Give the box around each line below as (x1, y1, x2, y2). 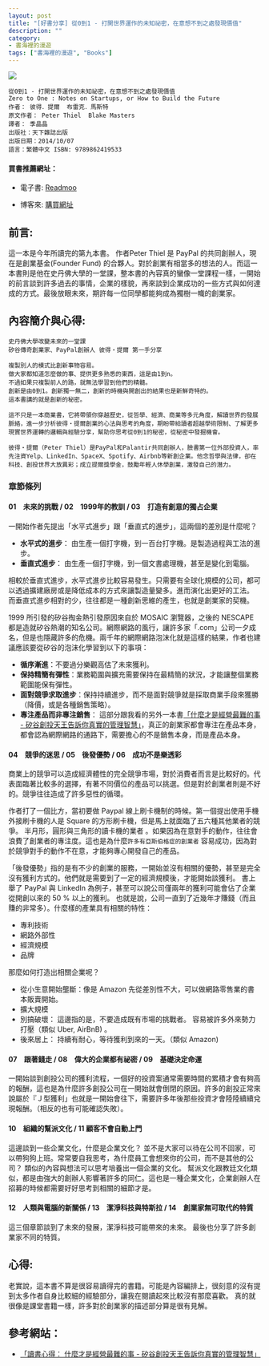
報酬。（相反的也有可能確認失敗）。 (14, 1104, 128, 1113)
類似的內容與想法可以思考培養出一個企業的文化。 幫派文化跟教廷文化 (23, 1163, 251, 1173)
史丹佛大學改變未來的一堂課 (8, 337, 86, 346)
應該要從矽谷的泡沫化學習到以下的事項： (14, 642, 149, 652)
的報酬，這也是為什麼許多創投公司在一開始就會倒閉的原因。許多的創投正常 (8, 1084, 254, 1093)
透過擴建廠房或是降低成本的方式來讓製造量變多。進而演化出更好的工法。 (14, 585, 254, 595)
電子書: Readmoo (19, 183, 78, 192)
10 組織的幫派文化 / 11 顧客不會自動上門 (8, 1123, 143, 1133)
